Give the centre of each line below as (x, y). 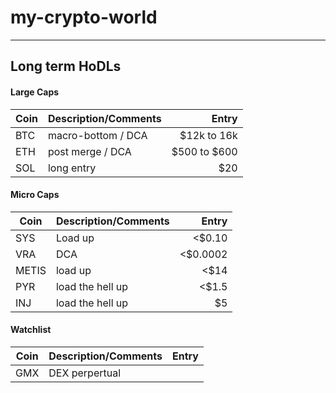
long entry (72, 168)
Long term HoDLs (66, 66)
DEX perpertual (85, 373)
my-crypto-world (84, 17)
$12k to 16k (208, 135)
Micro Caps (35, 195)
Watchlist (31, 330)
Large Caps (35, 92)
